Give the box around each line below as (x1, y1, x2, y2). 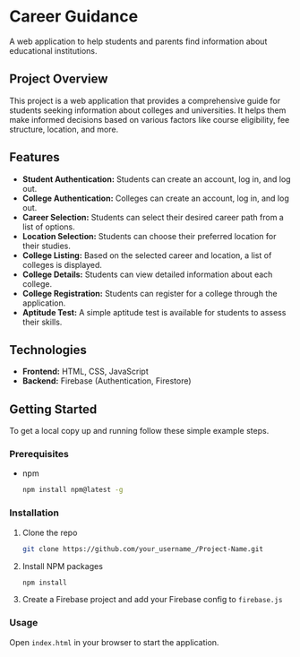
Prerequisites (9, 448, 69, 461)
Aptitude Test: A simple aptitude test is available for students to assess (21, 307, 287, 317)
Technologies (9, 342, 88, 358)
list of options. (21, 221, 76, 232)
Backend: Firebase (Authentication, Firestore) (21, 376, 192, 386)
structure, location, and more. (9, 124, 119, 134)
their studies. (21, 240, 72, 251)
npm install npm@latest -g (21, 486, 124, 495)
